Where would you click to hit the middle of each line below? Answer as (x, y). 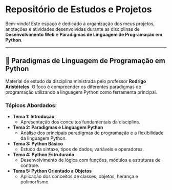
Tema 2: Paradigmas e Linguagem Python (58, 128)
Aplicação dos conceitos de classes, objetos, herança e (79, 176)
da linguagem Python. (44, 138)
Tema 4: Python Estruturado (44, 155)
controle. (30, 165)
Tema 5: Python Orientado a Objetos (52, 171)
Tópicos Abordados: (31, 105)
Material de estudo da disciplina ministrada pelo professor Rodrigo (76, 81)
